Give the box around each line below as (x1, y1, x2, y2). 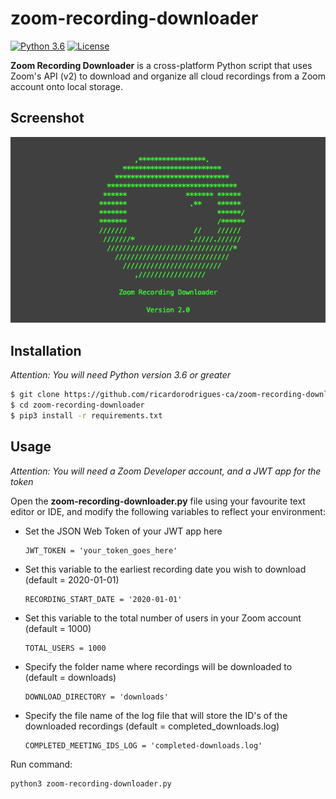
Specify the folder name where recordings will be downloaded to (24, 660, 293, 672)
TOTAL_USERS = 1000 (24, 643, 107, 653)
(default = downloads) (24, 671, 117, 683)
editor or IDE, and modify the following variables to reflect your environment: (10, 505, 326, 517)
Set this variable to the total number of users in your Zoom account (24, 612, 302, 624)
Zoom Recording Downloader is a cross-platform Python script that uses (10, 59, 313, 71)
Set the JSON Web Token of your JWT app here (24, 525, 223, 537)
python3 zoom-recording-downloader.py (10, 778, 172, 789)
